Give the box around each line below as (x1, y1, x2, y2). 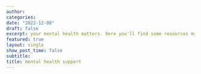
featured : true (6, 36, 44, 42)
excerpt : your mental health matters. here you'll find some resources (6, 31, 188, 37)
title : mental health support (6, 58, 82, 64)
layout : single (6, 42, 44, 48)
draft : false (6, 25, 39, 32)
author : (6, 8, 26, 15)
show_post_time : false (6, 48, 63, 54)
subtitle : (6, 53, 31, 59)
